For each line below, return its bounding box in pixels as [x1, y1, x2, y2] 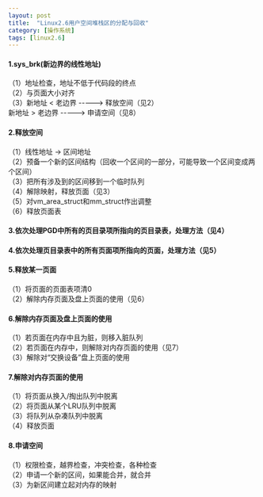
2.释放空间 [8, 128, 44, 137]
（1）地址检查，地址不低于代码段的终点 [8, 78, 136, 88]
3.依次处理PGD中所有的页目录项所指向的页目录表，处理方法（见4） [8, 226, 229, 235]
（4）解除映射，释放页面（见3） [8, 186, 115, 196]
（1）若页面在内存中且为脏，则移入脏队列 [8, 333, 143, 342]
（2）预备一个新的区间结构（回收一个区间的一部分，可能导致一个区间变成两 [8, 156, 256, 166]
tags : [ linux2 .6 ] [8, 33, 66, 42]
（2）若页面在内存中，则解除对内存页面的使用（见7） [8, 342, 184, 353]
